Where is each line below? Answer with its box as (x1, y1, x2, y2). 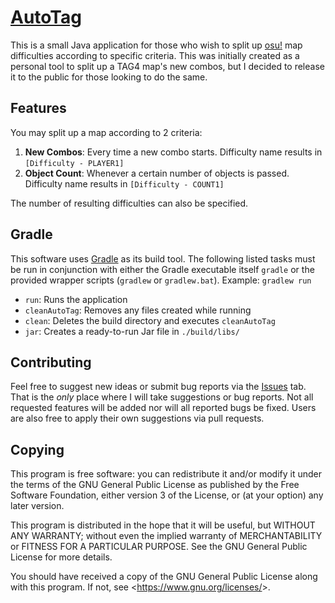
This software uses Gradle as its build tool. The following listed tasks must (10, 252, 316, 265)
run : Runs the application (24, 293, 128, 305)
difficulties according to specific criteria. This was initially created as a (10, 49, 300, 61)
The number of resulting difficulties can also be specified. (10, 197, 249, 209)
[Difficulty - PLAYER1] (24, 158, 125, 168)
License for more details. (10, 551, 113, 563)
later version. (10, 500, 65, 512)
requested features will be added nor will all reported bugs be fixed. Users (10, 402, 317, 414)
